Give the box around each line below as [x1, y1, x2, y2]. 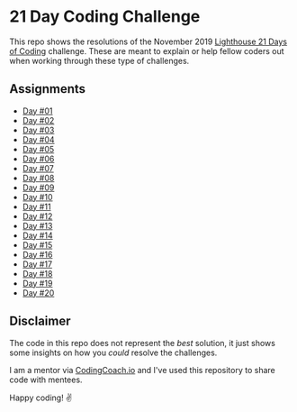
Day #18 [22, 268, 53, 279]
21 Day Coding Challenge [9, 6, 201, 27]
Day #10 [22, 191, 53, 202]
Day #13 [22, 220, 53, 231]
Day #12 [22, 210, 53, 222]
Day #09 [22, 182, 55, 193]
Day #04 [22, 133, 56, 145]
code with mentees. [9, 374, 83, 385]
